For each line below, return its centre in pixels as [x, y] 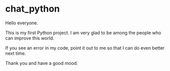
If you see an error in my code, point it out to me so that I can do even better [85, 48]
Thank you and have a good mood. [42, 63]
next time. [16, 53]
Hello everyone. [22, 23]
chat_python [32, 9]
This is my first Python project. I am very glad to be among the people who [83, 32]
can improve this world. [30, 38]
